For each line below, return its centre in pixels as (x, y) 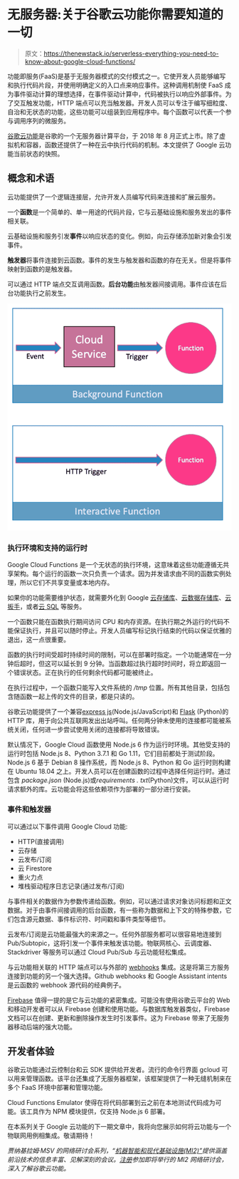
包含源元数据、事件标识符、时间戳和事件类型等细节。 (91, 919)
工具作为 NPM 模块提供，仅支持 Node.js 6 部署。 (97, 1111)
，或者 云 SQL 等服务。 (53, 607)
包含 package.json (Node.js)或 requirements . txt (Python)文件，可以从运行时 (118, 780)
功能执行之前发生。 (41, 293)
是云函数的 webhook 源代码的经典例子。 (67, 985)
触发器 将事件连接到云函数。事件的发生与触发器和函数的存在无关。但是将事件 (119, 260)
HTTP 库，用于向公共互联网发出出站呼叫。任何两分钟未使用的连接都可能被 (116, 721)
